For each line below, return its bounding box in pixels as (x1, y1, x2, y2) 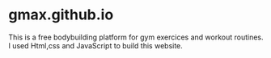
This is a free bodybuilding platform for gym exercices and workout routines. (8, 32, 264, 42)
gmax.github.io (8, 6, 114, 24)
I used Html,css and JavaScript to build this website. (8, 40, 184, 50)
